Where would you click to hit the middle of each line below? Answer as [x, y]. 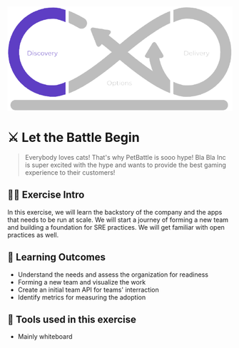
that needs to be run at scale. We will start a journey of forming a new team [118, 220]
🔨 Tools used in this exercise [72, 320]
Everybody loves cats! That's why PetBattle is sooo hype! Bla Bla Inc [125, 158]
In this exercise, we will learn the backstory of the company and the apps [115, 212]
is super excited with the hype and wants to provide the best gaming [126, 165]
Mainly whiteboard [45, 337]
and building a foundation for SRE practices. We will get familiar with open [116, 227]
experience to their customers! [70, 173]
